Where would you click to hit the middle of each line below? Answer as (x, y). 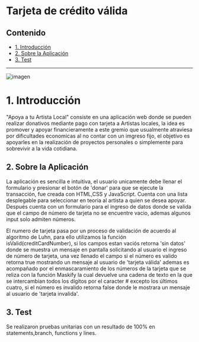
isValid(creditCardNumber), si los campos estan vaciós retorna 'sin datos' (96, 243)
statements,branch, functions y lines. (51, 333)
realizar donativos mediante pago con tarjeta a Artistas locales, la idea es (95, 123)
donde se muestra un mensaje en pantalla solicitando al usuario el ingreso (97, 250)
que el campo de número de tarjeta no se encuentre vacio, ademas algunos (98, 213)
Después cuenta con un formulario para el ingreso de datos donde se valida (99, 206)
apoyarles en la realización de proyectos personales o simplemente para (95, 142)
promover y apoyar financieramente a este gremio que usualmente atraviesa (99, 129)
